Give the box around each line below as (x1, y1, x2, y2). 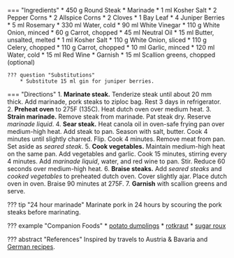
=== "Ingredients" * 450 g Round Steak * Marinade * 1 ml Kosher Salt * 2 (7, 6, 217, 14)
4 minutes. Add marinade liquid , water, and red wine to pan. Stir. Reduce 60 (7, 157, 226, 165)
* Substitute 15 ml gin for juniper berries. (20, 78, 155, 85)
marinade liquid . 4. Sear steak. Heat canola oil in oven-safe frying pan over (7, 120, 225, 128)
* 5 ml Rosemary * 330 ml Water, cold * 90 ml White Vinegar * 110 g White (7, 21, 220, 29)
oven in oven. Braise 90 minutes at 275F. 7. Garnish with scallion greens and (7, 179, 227, 188)
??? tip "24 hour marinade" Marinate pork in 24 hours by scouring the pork (7, 201, 222, 209)
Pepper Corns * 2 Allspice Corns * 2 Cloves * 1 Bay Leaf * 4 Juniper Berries (7, 13, 225, 22)
